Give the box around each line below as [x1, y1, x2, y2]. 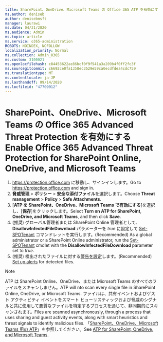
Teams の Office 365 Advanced [5, 119, 134, 130]
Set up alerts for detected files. [12, 259, 74, 265]
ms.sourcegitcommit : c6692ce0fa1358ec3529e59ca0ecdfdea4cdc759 [5, 66, 136, 71]
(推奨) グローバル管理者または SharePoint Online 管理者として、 [12, 219, 140, 225]
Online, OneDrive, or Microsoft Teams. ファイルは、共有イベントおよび [5, 291, 147, 297]
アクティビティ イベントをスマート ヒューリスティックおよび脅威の [10, 297, 145, 303]
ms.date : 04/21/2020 [5, 25, 47, 30]
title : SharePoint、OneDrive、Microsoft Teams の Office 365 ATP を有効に [5, 7, 155, 12]
